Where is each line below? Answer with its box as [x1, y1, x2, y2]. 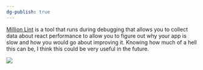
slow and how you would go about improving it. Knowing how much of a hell [6, 38, 198, 46]
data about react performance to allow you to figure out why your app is [6, 32, 187, 40]
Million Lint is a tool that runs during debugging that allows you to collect [6, 26, 188, 33]
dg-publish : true [6, 9, 50, 15]
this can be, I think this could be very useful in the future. [6, 45, 149, 52]
